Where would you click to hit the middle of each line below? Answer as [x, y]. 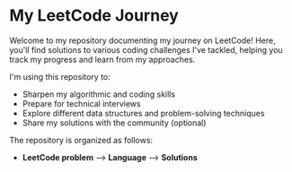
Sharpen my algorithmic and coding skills [99, 94]
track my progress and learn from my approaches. [102, 59]
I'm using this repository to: [60, 76]
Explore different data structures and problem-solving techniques [143, 113]
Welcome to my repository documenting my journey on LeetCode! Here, [142, 40]
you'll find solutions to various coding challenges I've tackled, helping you [146, 49]
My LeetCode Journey [94, 16]
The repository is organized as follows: [81, 140]
